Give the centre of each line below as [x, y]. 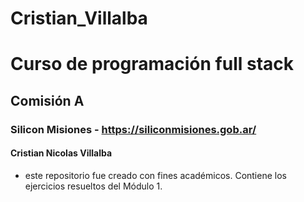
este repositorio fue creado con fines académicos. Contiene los [155, 175]
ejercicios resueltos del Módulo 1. [93, 186]
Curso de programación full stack [152, 64]
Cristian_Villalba [79, 18]
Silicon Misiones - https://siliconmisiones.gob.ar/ [133, 129]
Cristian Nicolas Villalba [61, 153]
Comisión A [47, 100]
